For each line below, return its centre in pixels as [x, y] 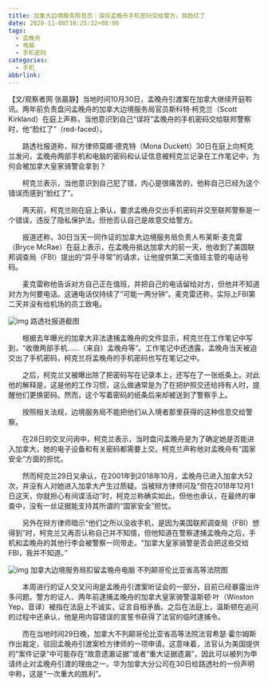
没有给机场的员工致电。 [67, 304]
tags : [17, 30]
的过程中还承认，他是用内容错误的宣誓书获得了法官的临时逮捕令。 [116, 616]
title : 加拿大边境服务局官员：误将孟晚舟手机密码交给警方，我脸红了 [107, 16]
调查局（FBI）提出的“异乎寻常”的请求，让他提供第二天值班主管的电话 [128, 257]
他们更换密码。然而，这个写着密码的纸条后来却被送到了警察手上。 [123, 395]
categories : [28, 61]
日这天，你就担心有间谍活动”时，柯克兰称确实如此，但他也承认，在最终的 [129, 496]
